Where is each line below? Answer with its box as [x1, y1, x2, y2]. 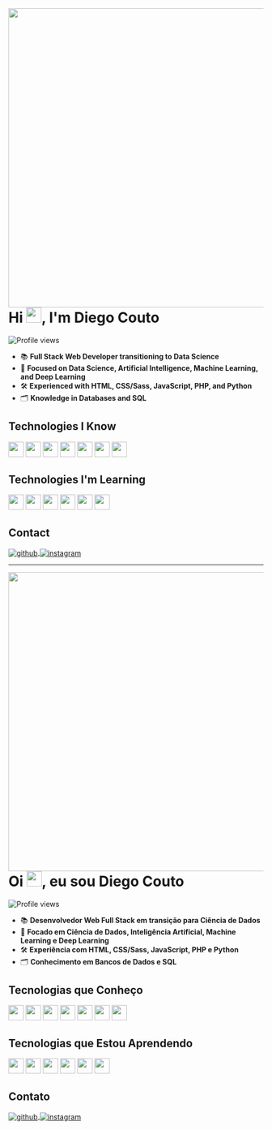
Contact [8, 526, 50, 539]
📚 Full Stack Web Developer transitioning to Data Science [19, 351, 220, 361]
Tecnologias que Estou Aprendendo [8, 1036, 193, 1050]
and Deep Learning [19, 372, 87, 381]
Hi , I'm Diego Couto [8, 308, 160, 327]
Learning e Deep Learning [19, 935, 109, 945]
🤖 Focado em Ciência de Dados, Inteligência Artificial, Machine [19, 926, 236, 936]
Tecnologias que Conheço [8, 983, 143, 997]
